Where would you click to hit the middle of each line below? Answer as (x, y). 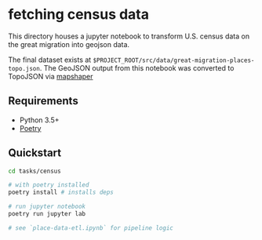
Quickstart (35, 153)
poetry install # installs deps (61, 193)
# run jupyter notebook (47, 207)
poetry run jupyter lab (47, 214)
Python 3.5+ (40, 120)
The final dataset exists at (50, 60)
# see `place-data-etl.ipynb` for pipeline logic (91, 228)
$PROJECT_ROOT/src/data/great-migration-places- (174, 60)
